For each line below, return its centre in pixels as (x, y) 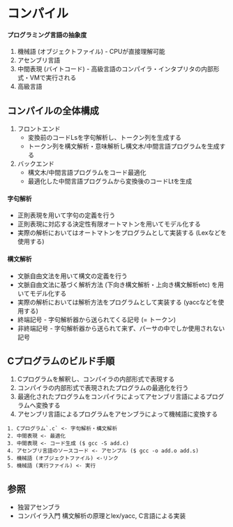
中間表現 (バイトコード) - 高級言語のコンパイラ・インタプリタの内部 (115, 69)
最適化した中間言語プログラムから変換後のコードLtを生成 (110, 181)
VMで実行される (53, 78)
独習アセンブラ (39, 507)
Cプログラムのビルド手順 (61, 361)
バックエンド (36, 164)
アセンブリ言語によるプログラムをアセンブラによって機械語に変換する (118, 414)
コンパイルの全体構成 (53, 111)
